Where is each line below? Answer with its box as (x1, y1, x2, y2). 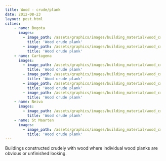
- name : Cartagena (14, 53, 52, 58)
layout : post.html (5, 16, 43, 21)
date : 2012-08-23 (5, 12, 41, 17)
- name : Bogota (14, 26, 45, 31)
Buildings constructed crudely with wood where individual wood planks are (5, 145, 158, 151)
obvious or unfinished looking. (5, 151, 67, 157)
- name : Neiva (14, 100, 43, 105)
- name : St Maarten (14, 117, 54, 123)
